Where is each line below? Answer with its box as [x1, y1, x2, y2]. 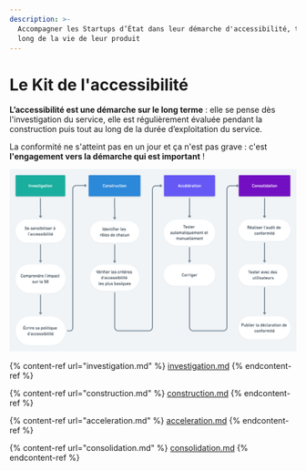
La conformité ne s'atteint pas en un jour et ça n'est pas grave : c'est [9, 141, 268, 152]
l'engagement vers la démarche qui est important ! [9, 151, 205, 162]
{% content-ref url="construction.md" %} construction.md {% [9, 387, 243, 398]
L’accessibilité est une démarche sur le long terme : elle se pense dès [9, 105, 276, 116]
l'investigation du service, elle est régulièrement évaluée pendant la [9, 114, 262, 125]
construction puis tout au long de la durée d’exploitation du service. [9, 124, 262, 135]
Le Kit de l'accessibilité [9, 74, 189, 95]
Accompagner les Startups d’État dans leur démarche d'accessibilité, [17, 24, 291, 34]
